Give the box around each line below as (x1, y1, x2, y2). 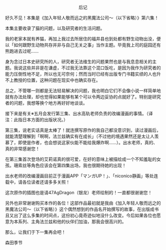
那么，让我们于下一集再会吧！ (5, 229, 66, 235)
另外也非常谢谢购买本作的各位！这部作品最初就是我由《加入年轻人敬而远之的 (5, 200, 161, 206)
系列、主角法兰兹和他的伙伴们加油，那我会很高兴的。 (18, 219, 126, 224)
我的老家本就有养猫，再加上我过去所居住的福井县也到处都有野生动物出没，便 (5, 36, 161, 42)
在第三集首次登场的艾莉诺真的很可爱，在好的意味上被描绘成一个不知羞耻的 (5, 156, 157, 162)
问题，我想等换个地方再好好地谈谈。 (13, 100, 87, 106)
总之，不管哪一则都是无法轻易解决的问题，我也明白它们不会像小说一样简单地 (5, 88, 161, 93)
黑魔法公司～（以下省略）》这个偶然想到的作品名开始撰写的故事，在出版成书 (5, 207, 159, 212)
